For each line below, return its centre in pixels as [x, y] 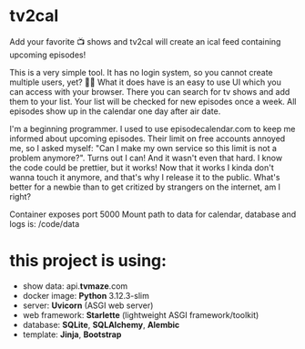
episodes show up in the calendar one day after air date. [115, 111]
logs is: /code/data [45, 223]
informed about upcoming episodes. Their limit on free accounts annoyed [147, 139]
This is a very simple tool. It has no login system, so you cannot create [141, 72]
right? [20, 196]
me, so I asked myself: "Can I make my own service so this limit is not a [143, 148]
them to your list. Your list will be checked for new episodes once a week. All [153, 101]
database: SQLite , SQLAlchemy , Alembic [101, 324]
